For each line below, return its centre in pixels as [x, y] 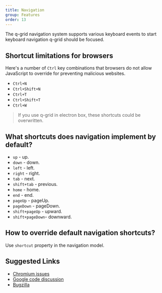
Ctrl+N [20, 84]
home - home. [26, 190]
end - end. [23, 195]
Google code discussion [38, 279]
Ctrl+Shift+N [27, 89]
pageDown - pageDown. [36, 206]
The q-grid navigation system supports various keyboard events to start [81, 34]
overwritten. [30, 120]
